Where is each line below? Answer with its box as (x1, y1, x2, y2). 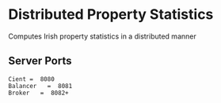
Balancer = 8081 (8, 82, 73, 90)
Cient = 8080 (8, 75, 55, 83)
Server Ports (8, 54, 72, 68)
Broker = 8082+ (8, 89, 69, 97)
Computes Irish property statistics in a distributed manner (8, 31, 196, 41)
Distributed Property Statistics (8, 6, 214, 24)
